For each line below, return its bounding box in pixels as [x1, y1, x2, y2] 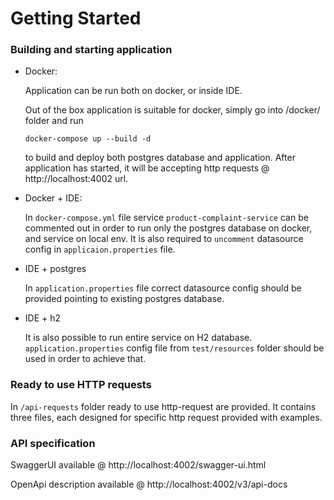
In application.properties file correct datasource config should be [24, 282, 302, 294]
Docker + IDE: [24, 192, 83, 204]
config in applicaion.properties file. [24, 243, 176, 256]
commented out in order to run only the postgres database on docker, [24, 222, 313, 234]
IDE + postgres [24, 263, 87, 275]
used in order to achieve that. [24, 353, 147, 365]
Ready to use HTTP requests [10, 378, 152, 392]
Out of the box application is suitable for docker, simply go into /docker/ [24, 104, 321, 116]
